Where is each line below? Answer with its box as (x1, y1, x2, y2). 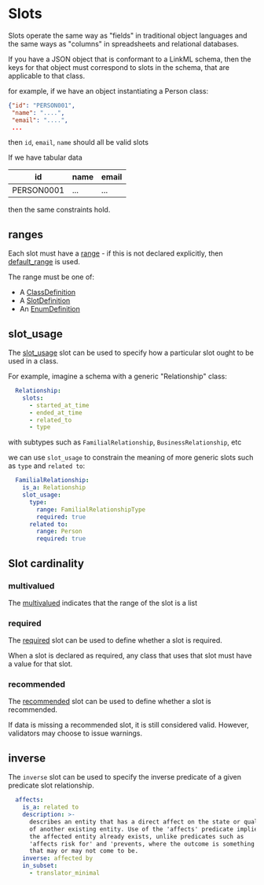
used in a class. (8, 356, 59, 366)
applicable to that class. (8, 71, 85, 80)
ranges (8, 227, 44, 241)
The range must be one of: (8, 272, 94, 282)
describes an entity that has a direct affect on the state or (28, 817, 241, 826)
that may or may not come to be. (28, 847, 139, 855)
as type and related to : (8, 461, 86, 470)
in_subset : (22, 862, 58, 870)
